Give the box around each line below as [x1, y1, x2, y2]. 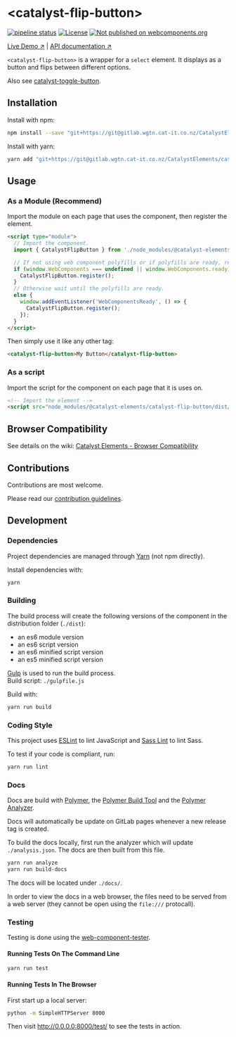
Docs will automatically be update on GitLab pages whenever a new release [7, 817, 227, 826]
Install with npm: [7, 115, 55, 124]
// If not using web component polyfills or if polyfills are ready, [13, 259, 221, 266]
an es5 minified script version [17, 655, 103, 663]
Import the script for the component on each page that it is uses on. [7, 383, 204, 392]
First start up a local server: [7, 995, 87, 1004]
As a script [7, 367, 45, 377]
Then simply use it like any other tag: [7, 337, 114, 345]
